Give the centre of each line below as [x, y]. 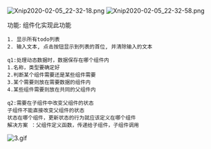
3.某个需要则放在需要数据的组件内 [49, 82]
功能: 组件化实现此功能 [39, 25]
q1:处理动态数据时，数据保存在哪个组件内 [58, 60]
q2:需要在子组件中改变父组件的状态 [51, 103]
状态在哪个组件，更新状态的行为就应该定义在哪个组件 [72, 118]
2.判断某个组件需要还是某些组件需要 [52, 75]
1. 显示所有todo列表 [34, 40]
